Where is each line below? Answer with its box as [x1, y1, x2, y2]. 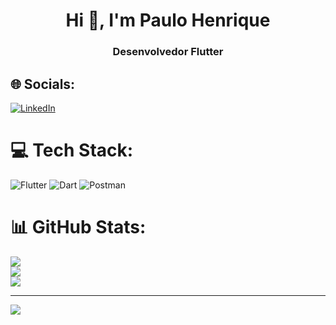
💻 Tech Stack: [10, 139, 134, 162]
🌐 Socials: [10, 75, 76, 93]
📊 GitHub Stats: [10, 216, 147, 239]
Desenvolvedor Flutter [112, 45, 224, 59]
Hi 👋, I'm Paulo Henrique [65, 9, 271, 32]
